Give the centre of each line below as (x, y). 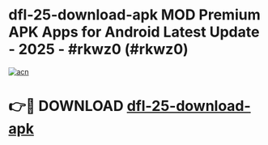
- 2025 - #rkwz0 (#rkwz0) (98, 49)
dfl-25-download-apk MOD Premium (134, 15)
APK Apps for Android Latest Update (134, 32)
